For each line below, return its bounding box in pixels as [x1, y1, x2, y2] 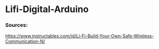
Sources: [5, 22, 28, 29]
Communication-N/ [5, 38, 45, 44]
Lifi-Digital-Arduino [5, 4, 89, 15]
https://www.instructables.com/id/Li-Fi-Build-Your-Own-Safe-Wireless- [5, 33, 154, 39]
